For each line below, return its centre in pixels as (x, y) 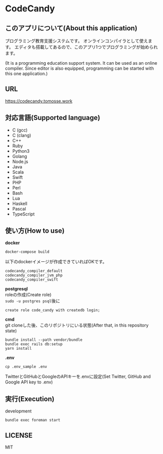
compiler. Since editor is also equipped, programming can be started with (80, 68)
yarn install (18, 349)
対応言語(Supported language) (53, 118)
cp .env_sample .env (26, 367)
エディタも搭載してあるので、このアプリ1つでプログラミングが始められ (86, 47)
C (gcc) (20, 130)
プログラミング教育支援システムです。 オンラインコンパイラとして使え (77, 41)
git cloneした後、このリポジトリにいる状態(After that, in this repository (77, 325)
